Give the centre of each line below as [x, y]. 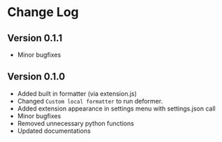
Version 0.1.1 [35, 38]
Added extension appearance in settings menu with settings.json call [116, 108]
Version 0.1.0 [36, 77]
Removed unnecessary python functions [76, 123]
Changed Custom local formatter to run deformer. [90, 101]
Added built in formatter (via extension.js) [77, 93]
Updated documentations [54, 131]
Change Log [43, 12]
